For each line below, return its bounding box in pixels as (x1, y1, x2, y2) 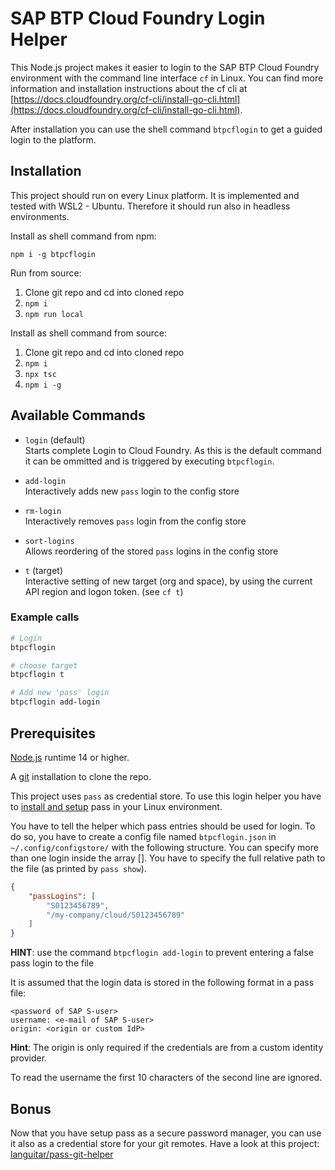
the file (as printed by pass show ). (10, 862, 147, 874)
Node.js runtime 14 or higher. (10, 751, 130, 763)
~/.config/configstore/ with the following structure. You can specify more (10, 841, 319, 853)
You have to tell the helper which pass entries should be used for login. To (10, 820, 316, 832)
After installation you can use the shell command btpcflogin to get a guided (10, 123, 323, 135)
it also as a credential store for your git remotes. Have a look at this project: (10, 1137, 320, 1149)
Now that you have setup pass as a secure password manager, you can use (10, 1127, 322, 1139)
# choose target (10, 660, 78, 671)
